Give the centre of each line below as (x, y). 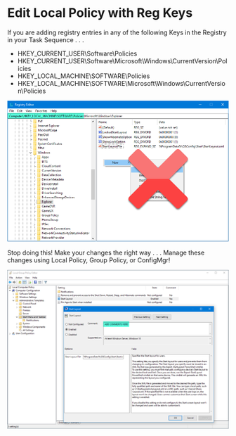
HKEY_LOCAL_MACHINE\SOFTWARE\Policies (84, 76)
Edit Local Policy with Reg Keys (100, 13)
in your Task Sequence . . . (46, 39)
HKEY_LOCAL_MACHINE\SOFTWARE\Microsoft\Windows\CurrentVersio (122, 83)
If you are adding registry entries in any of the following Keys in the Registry (117, 32)
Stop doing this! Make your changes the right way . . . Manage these (106, 252)
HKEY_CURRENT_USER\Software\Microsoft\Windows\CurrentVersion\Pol (122, 60)
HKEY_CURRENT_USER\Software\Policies (77, 53)
